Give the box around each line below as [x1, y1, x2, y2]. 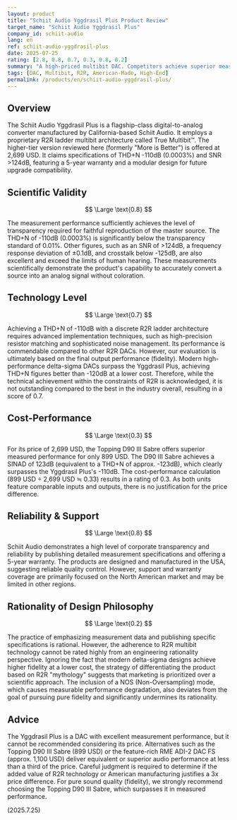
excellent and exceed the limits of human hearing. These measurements [7, 256, 217, 265]
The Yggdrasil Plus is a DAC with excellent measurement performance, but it [7, 732, 229, 741]
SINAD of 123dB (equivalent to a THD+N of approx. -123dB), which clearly [7, 460, 223, 468]
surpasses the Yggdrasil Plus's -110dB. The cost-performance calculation [7, 467, 221, 475]
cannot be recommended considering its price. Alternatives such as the [7, 739, 215, 749]
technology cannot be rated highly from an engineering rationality [7, 648, 199, 657]
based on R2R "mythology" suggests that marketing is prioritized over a [7, 670, 217, 679]
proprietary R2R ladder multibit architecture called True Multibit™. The [7, 136, 209, 145]
